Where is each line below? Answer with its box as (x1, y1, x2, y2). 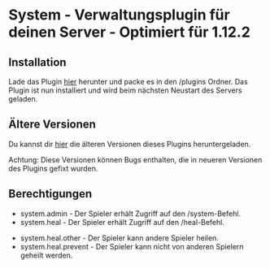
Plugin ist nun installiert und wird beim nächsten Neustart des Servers (8, 85, 242, 95)
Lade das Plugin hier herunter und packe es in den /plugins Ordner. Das (8, 77, 248, 86)
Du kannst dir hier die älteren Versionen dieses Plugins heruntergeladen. (8, 139, 251, 149)
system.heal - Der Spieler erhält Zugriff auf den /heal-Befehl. (20, 217, 225, 227)
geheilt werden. (20, 250, 73, 260)
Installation (8, 55, 67, 69)
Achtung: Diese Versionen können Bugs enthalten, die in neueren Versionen (8, 154, 263, 164)
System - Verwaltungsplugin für (8, 6, 230, 24)
